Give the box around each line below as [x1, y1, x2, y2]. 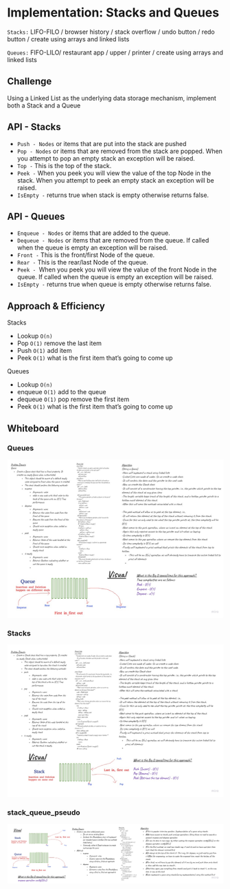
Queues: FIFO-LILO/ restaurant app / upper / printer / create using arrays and [7, 48, 224, 57]
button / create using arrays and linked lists [7, 34, 130, 43]
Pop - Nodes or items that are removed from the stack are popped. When [16, 147, 223, 155]
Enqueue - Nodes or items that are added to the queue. [16, 229, 170, 237]
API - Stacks [7, 121, 61, 133]
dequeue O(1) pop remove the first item [16, 395, 130, 404]
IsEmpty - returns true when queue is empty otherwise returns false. [16, 280, 211, 289]
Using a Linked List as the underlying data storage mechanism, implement [7, 94, 216, 102]
